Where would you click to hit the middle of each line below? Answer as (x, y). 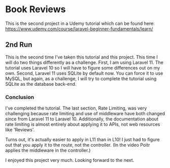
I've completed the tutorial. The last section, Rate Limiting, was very (76, 108)
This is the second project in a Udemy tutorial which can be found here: (80, 23)
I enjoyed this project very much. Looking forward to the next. (70, 160)
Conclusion (20, 97)
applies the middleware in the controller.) (48, 150)
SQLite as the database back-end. (41, 84)
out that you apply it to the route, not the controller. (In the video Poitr (78, 145)
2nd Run (19, 45)
